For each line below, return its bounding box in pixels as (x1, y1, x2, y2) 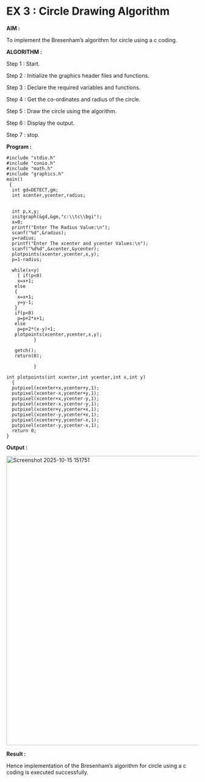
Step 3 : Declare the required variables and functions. (6, 84, 141, 91)
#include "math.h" (6, 165, 53, 172)
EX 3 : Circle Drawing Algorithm (6, 4, 170, 18)
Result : (6, 750, 26, 758)
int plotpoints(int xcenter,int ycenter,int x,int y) (6, 374, 146, 380)
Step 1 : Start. (6, 60, 40, 67)
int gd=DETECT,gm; (12, 186, 59, 193)
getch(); (14, 347, 37, 353)
